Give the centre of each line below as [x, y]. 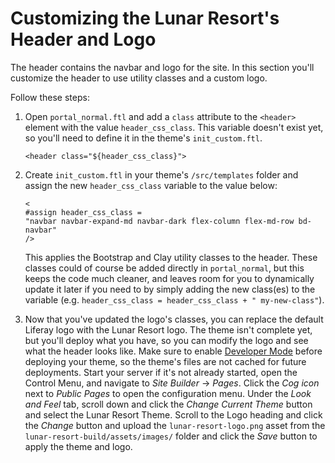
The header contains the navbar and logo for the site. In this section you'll [162, 67]
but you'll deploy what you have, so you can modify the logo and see [166, 340]
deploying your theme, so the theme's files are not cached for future [165, 361]
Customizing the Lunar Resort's [145, 18]
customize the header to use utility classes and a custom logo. [139, 78]
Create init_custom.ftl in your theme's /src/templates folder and [161, 174]
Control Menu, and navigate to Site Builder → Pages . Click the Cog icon [172, 383]
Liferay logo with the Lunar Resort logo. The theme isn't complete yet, [168, 329]
